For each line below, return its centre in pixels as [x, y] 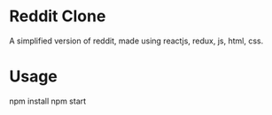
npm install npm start [48, 101]
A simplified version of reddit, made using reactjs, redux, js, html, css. [136, 41]
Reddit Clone [58, 16]
